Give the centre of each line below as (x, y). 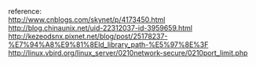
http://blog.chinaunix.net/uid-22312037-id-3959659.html (101, 28)
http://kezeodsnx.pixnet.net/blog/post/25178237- (88, 36)
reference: (25, 11)
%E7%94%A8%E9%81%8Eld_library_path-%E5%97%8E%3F (108, 45)
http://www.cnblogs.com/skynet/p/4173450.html (87, 20)
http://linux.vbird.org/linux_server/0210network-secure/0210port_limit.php (128, 53)
